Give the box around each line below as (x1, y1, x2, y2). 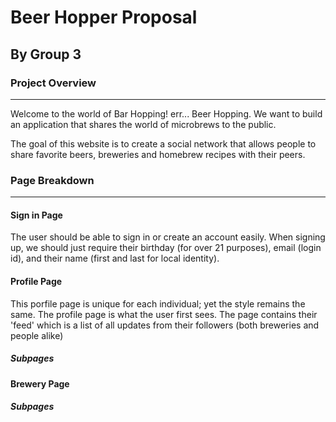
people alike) (10, 329, 64, 341)
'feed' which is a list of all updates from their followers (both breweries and (10, 319, 320, 331)
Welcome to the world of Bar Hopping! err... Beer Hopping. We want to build (10, 107, 323, 120)
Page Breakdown (10, 173, 95, 187)
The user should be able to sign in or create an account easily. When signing (10, 231, 326, 243)
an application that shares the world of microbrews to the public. (10, 118, 277, 130)
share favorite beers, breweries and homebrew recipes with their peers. (10, 148, 306, 160)
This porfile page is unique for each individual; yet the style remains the (10, 297, 306, 310)
